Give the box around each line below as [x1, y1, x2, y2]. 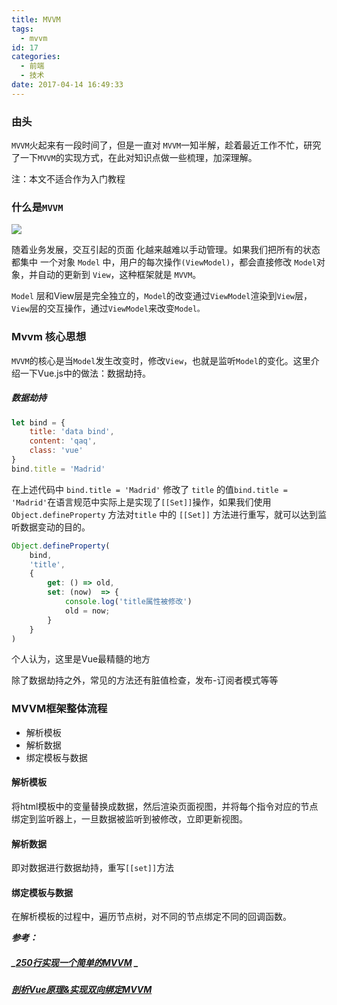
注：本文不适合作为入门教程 [11, 173, 126, 185]
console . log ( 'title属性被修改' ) [64, 597, 193, 607]
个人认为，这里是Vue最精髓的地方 [11, 653, 151, 665]
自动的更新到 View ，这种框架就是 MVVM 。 [37, 269, 202, 281]
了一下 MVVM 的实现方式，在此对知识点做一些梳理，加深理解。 [11, 152, 258, 164]
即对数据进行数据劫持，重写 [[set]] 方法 [11, 862, 175, 874]
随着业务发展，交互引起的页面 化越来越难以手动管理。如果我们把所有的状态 [11, 244, 321, 256]
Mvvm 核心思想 [11, 330, 87, 344]
